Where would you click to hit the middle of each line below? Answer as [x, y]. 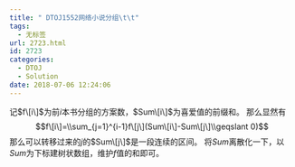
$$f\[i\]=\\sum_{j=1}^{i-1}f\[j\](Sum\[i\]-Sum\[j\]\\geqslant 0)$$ [152, 126]
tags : [19, 26]
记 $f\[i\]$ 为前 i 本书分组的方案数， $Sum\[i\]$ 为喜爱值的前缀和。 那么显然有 [148, 111]
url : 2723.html [38, 43]
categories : [32, 60]
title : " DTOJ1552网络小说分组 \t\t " [74, 18]
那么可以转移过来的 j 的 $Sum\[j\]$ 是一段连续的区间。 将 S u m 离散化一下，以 [147, 142]
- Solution [38, 77]
